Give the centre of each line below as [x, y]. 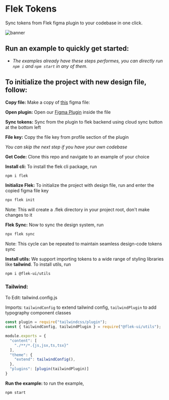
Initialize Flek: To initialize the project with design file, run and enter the [80, 185]
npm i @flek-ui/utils [28, 274]
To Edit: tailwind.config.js [31, 298]
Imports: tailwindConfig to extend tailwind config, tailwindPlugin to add [81, 307]
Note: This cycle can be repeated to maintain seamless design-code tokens [84, 244]
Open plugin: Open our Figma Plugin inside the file [58, 112]
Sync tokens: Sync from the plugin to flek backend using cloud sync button [84, 122]
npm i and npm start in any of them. [50, 66]
